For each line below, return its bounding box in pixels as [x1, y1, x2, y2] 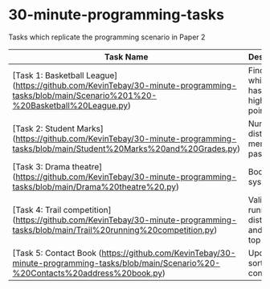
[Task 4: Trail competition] [12, 204, 112, 215]
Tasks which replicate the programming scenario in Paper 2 [8, 32, 206, 42]
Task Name [104, 51, 149, 62]
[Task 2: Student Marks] [12, 123, 104, 134]
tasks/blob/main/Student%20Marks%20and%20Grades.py [12, 143, 238, 154]
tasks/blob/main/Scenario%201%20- [12, 90, 157, 101]
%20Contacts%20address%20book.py [12, 267, 163, 279]
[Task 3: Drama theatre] [12, 161, 103, 172]
